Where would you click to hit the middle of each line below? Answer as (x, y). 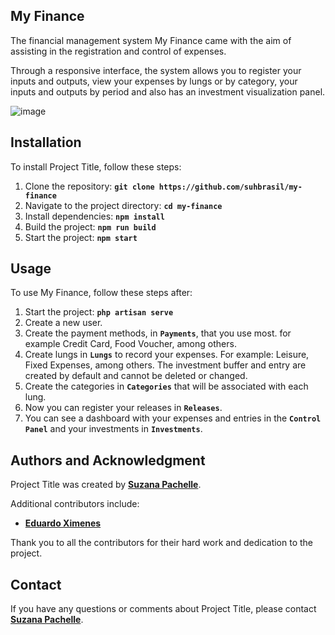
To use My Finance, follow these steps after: (101, 293)
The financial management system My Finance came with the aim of (151, 40)
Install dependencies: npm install (94, 216)
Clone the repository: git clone (89, 186)
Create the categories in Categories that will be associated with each (166, 386)
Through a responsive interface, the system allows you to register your (156, 70)
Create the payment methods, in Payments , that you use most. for (158, 333)
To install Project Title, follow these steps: (96, 166)
